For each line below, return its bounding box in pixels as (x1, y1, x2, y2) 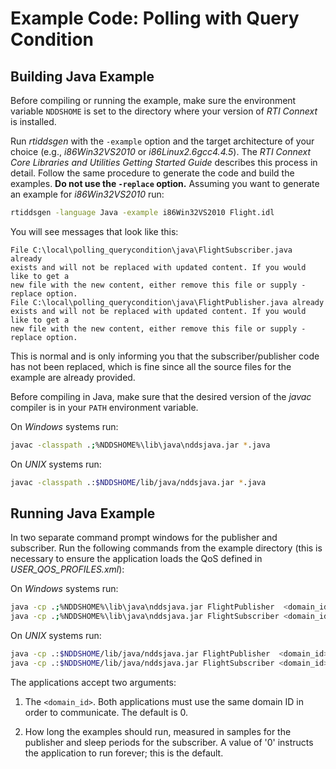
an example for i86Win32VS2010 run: (10, 188, 165, 200)
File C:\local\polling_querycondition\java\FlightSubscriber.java (10, 245, 293, 255)
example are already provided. (10, 371, 136, 383)
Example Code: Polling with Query (10, 7, 300, 30)
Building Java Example (10, 68, 155, 85)
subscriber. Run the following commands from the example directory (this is (10, 542, 323, 554)
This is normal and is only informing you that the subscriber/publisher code (10, 350, 320, 362)
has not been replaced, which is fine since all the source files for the (10, 360, 292, 372)
